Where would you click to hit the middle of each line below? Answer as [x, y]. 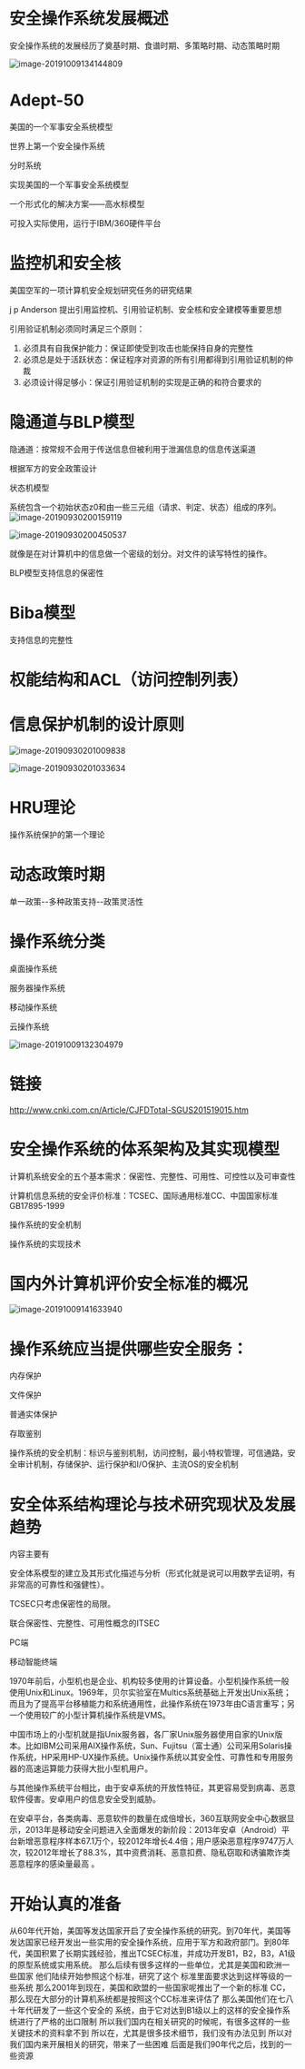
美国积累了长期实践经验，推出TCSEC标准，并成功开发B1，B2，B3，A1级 [160, 1954]
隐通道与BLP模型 [72, 422]
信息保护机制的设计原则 [97, 725]
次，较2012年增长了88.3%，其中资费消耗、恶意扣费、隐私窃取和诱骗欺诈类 [150, 1853]
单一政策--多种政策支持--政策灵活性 [76, 901]
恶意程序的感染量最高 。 [54, 1864]
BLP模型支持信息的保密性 [57, 572]
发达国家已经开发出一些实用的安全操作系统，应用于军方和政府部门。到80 [146, 1942]
